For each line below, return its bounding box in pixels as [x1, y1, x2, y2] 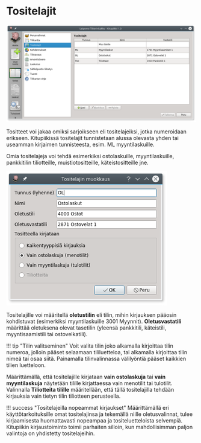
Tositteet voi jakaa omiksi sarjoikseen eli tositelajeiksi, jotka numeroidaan [6, 128, 187, 135]
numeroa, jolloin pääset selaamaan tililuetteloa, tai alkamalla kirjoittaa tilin [6, 348, 188, 355]
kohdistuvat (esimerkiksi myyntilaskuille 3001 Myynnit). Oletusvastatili [6, 317, 182, 325]
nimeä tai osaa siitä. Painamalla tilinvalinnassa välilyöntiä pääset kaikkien [6, 355, 187, 362]
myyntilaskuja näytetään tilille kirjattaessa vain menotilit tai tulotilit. [6, 379, 173, 387]
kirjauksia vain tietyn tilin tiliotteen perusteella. [6, 392, 121, 400]
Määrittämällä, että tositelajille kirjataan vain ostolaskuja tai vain [6, 373, 166, 380]
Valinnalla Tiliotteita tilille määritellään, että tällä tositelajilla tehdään [6, 386, 175, 393]
